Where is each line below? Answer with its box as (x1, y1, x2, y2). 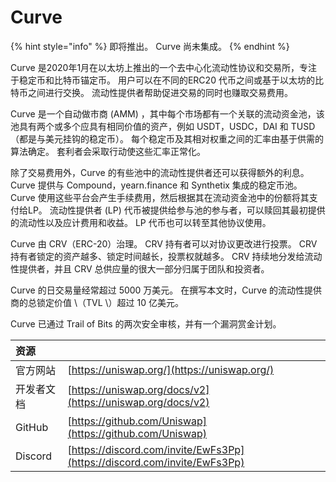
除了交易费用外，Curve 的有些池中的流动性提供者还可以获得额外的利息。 (10, 166, 310, 178)
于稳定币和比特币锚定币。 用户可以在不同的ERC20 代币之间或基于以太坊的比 (10, 74, 324, 86)
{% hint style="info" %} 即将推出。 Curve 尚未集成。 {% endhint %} (10, 40, 290, 52)
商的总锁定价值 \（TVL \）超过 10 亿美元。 (10, 296, 184, 308)
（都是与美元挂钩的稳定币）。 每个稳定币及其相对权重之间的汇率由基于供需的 (10, 132, 324, 145)
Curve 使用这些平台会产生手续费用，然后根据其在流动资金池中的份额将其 (10, 191, 310, 203)
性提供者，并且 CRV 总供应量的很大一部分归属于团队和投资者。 (10, 262, 270, 275)
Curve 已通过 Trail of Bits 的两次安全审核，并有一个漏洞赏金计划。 (10, 317, 282, 330)
